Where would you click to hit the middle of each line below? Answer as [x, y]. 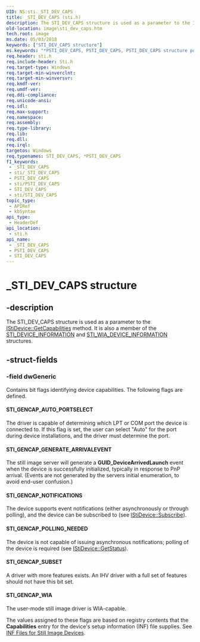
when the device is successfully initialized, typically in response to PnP [93, 469]
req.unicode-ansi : [29, 100]
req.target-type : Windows [38, 67]
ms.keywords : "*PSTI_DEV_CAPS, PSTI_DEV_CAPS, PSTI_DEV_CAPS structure [97, 51]
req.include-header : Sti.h [40, 62]
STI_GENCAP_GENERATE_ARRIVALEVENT [59, 449]
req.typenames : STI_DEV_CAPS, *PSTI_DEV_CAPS [63, 156]
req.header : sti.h [29, 56]
